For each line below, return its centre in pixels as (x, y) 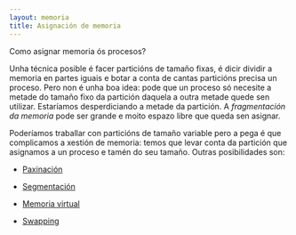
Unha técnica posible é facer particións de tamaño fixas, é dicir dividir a (141, 69)
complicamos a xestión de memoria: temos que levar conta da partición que (148, 142)
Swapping (40, 221)
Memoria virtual (51, 203)
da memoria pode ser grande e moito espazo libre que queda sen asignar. (145, 116)
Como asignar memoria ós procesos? (78, 51)
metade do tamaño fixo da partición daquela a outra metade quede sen (140, 97)
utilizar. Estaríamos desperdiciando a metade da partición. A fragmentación (148, 106)
